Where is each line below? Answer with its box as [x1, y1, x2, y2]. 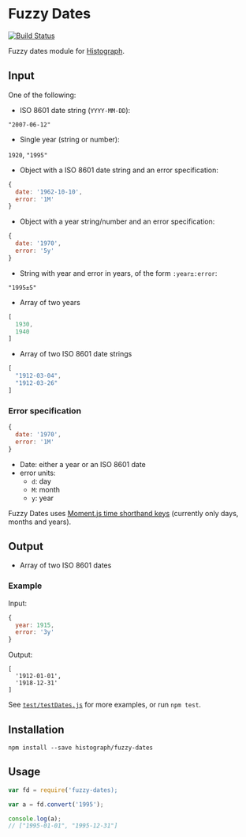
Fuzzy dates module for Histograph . [8, 46, 125, 55]
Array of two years [19, 297, 80, 307]
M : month [31, 484, 61, 494]
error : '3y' [15, 628, 55, 636]
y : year [31, 493, 54, 503]
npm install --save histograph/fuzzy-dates [8, 744, 154, 752]
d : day [31, 476, 51, 486]
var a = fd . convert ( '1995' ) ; [8, 800, 104, 809]
